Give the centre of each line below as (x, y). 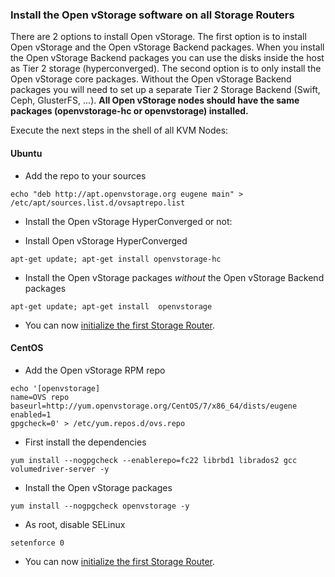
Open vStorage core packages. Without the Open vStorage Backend (151, 79)
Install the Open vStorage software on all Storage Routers (152, 15)
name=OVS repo (40, 397)
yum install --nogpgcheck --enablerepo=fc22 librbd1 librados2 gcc (154, 460)
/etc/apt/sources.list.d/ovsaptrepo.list (98, 203)
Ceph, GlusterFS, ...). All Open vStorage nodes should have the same (155, 100)
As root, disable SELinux (75, 524)
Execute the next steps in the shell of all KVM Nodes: (119, 130)
